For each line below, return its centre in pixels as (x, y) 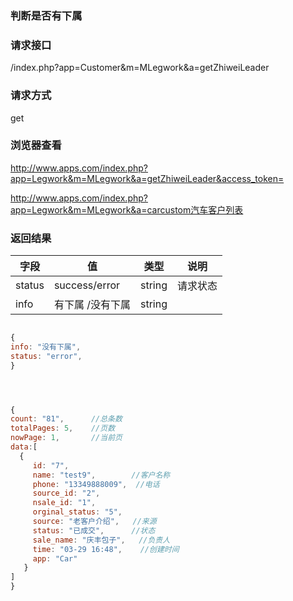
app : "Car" (55, 558)
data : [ (24, 447)
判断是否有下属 (46, 15)
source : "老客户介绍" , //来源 (94, 522)
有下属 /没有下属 (92, 305)
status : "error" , (46, 356)
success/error (87, 285)
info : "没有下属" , (46, 347)
